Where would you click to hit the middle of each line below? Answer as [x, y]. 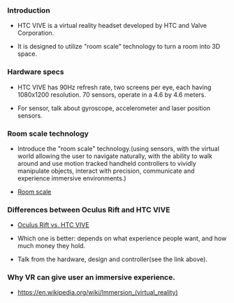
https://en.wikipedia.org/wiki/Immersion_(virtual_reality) [97, 293]
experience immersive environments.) [72, 178]
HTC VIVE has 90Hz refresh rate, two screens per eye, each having [114, 87]
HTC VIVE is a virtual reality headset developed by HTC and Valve [112, 26]
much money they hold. [51, 246]
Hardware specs [36, 72]
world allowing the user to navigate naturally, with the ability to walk [115, 156]
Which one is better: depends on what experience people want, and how [122, 238]
